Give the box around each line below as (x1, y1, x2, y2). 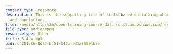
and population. (10, 17, 45, 22)
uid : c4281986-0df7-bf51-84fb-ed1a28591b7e (5, 41, 100, 46)
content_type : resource (5, 7, 57, 13)
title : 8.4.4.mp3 (5, 37, 43, 42)
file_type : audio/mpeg (5, 27, 54, 32)
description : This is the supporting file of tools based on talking (5, 12, 158, 17)
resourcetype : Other (5, 31, 50, 37)
